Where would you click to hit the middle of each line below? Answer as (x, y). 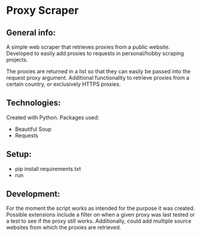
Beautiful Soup (33, 129)
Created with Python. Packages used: (53, 117)
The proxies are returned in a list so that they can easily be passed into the (98, 71)
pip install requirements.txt (48, 169)
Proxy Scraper (43, 10)
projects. (17, 60)
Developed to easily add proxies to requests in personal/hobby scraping (95, 53)
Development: (33, 194)
